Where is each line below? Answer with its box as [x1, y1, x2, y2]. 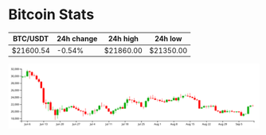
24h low [154, 34, 182, 44]
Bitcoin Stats [8, 6, 95, 24]
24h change [57, 34, 98, 44]
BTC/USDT [13, 34, 49, 44]
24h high [108, 34, 139, 44]
